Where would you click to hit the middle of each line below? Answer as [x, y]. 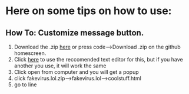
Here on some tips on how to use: [89, 11]
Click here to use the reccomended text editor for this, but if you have [98, 59]
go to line [25, 85]
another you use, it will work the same [60, 66]
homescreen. [30, 53]
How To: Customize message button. [75, 33]
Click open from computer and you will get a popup [76, 72]
